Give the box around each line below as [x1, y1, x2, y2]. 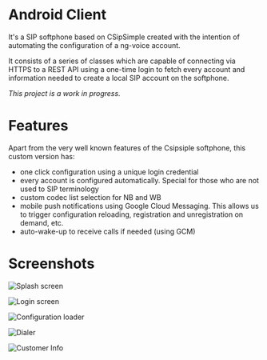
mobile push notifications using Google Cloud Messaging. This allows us [19, 201, 260, 210]
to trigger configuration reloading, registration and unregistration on [19, 210, 244, 219]
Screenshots [8, 254, 95, 273]
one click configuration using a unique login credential [19, 166, 199, 177]
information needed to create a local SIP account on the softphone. [8, 73, 229, 82]
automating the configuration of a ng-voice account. [8, 40, 181, 50]
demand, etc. [19, 218, 64, 227]
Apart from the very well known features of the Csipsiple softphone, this [8, 142, 246, 153]
